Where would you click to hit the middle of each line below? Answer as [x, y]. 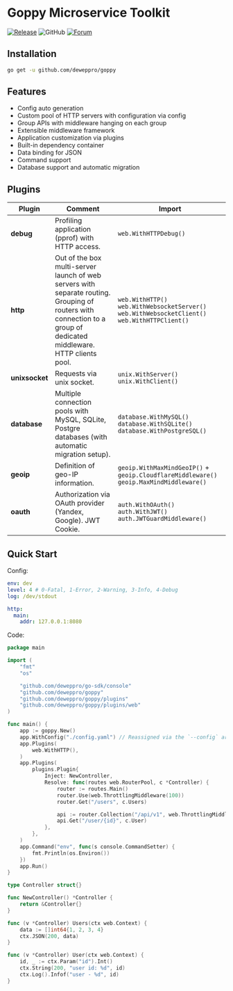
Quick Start [32, 554]
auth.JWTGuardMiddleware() [162, 519]
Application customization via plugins [71, 138]
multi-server [76, 267]
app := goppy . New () [48, 731]
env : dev [20, 583]
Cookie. [68, 529]
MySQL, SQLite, [80, 420]
